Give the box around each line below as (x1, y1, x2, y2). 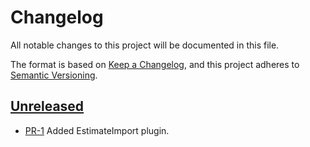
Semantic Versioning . (10, 69, 98, 81)
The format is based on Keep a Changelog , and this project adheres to (10, 58, 300, 70)
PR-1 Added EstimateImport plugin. (24, 124, 170, 136)
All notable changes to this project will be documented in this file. (10, 39, 280, 51)
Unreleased (10, 98, 85, 115)
